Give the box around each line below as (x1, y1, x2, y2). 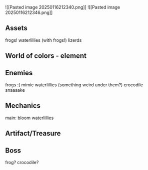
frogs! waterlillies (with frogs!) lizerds (5, 37, 82, 43)
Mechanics (5, 102, 41, 110)
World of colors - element (5, 52, 86, 60)
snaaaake (5, 87, 25, 93)
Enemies (5, 68, 33, 77)
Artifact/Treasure (5, 129, 61, 138)
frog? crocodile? (5, 160, 39, 166)
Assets (5, 24, 27, 32)
